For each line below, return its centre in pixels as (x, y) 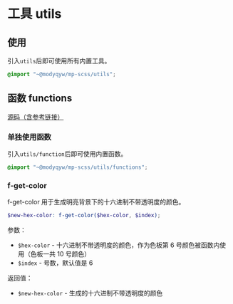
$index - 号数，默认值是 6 (55, 263)
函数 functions (40, 99)
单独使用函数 (30, 137)
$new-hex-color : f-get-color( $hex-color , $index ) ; (84, 216)
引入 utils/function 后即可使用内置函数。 (67, 154)
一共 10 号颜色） (67, 254)
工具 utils (35, 14)
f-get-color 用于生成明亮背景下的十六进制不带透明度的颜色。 (96, 202)
